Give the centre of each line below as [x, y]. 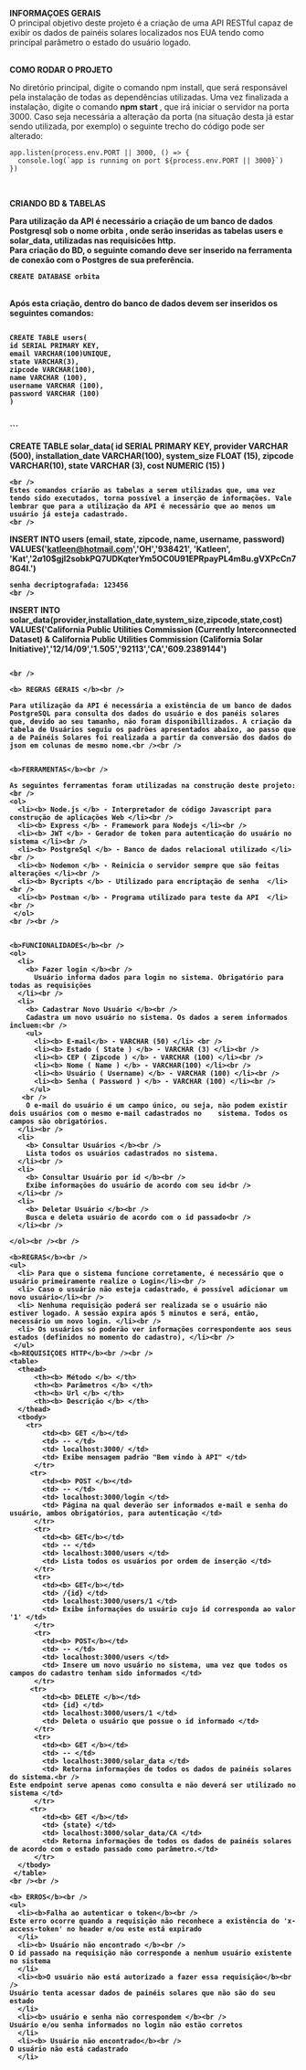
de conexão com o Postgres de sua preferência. [102, 260]
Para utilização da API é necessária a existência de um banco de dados [151, 706]
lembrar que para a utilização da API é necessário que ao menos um [142, 506]
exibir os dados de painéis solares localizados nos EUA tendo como [137, 32]
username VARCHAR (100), [57, 386]
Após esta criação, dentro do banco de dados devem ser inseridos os [144, 303]
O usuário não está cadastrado [69, 2049]
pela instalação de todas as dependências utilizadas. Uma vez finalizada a [149, 97]
